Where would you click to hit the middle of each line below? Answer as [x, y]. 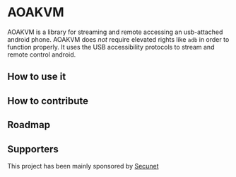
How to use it [37, 77]
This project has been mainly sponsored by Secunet [83, 166]
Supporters [33, 149]
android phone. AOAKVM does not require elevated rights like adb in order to [118, 39]
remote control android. [42, 55]
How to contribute [48, 101]
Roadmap [29, 125]
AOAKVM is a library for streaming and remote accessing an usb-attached [115, 32]
